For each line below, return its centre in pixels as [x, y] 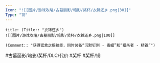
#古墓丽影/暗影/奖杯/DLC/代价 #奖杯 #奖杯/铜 [53, 55]
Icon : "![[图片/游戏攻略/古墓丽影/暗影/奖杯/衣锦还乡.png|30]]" [68, 10]
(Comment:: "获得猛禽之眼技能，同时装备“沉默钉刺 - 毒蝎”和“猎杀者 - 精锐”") [81, 45]
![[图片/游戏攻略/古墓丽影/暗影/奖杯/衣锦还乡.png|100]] [60, 35]
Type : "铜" [17, 15]
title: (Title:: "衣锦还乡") [35, 30]
